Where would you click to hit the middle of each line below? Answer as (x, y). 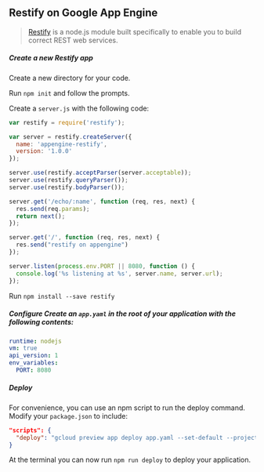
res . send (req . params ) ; (53, 209)
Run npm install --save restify (62, 296)
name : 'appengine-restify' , (62, 144)
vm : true (23, 348)
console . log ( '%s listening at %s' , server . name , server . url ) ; (119, 274)
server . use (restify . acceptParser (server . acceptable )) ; (100, 173)
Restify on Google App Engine (83, 13)
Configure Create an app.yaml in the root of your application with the (122, 314)
